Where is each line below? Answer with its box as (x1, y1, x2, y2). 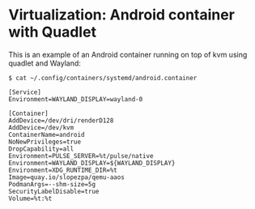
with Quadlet (8, 23, 97, 41)
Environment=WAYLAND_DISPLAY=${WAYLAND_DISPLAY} (8, 159, 176, 167)
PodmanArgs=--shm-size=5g (8, 180, 96, 188)
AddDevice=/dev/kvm (8, 123, 74, 131)
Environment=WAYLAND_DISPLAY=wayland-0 (8, 95, 143, 103)
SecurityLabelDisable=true (8, 187, 100, 195)
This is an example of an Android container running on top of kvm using (8, 49, 248, 59)
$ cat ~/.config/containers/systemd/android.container (8, 74, 198, 82)
